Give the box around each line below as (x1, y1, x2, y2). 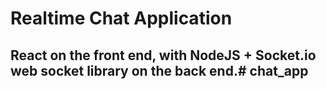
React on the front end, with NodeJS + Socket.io (10, 47, 317, 64)
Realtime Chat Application (10, 7, 233, 30)
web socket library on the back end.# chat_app (10, 62, 309, 79)
